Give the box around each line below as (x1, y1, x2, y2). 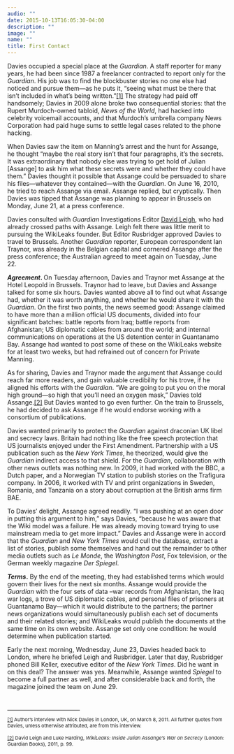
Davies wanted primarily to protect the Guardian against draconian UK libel (7, 427, 224, 435)
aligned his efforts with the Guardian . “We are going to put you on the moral (7, 384, 226, 391)
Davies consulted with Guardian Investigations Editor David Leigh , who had (7, 215, 224, 224)
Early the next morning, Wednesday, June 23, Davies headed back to (7, 646, 206, 653)
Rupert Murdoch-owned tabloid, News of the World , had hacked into (7, 106, 205, 115)
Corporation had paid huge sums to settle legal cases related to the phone (7, 122, 221, 129)
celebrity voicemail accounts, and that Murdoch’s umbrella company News (7, 114, 222, 122)
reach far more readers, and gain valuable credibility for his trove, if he (7, 376, 211, 384)
